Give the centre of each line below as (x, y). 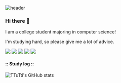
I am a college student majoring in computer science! (61, 32)
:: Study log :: (20, 64)
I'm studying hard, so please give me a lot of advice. (60, 42)
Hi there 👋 (18, 21)
